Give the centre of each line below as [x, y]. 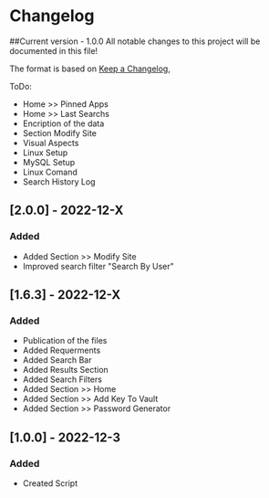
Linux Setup [45, 153]
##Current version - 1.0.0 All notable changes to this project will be [135, 41]
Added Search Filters [62, 379]
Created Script [50, 483]
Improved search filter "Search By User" [98, 266]
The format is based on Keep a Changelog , [90, 69]
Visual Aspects [51, 143]
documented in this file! [54, 50]
